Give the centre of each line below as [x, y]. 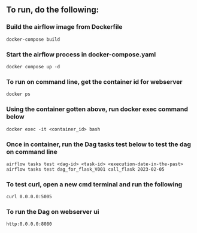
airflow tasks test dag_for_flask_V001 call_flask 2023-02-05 [85, 169]
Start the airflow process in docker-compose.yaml [81, 55]
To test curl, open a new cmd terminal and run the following [94, 184]
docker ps [19, 94]
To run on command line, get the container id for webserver [94, 81]
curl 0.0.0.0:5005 [29, 197]
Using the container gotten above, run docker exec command [97, 109]
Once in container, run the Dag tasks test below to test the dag [99, 144]
